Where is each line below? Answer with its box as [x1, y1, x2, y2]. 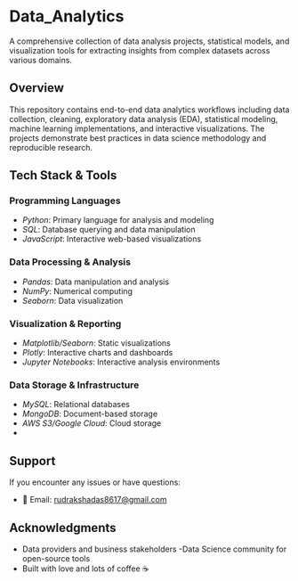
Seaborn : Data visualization [21, 295, 124, 306]
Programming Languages [9, 194, 122, 207]
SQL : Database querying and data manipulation [21, 225, 196, 235]
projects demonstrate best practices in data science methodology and [9, 132, 267, 143]
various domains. [9, 54, 73, 65]
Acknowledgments [9, 520, 117, 536]
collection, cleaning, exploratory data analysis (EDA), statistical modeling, [9, 113, 278, 124]
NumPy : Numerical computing [21, 285, 133, 296]
